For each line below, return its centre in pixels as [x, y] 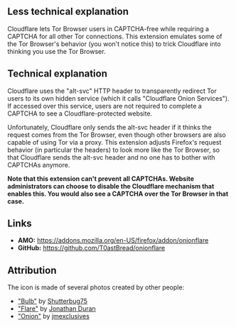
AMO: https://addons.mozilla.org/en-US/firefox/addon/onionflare [113, 240]
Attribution [32, 270]
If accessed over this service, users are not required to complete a [105, 106]
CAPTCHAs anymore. [39, 165]
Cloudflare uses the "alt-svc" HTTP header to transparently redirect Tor [112, 91]
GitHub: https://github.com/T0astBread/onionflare [91, 248]
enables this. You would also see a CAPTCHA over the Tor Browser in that [118, 194]
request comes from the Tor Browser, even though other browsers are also [117, 135]
